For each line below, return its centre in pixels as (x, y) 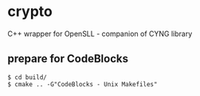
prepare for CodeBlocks (68, 59)
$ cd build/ (27, 77)
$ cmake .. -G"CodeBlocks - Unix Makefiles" (82, 84)
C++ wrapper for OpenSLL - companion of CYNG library (100, 34)
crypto (30, 12)
